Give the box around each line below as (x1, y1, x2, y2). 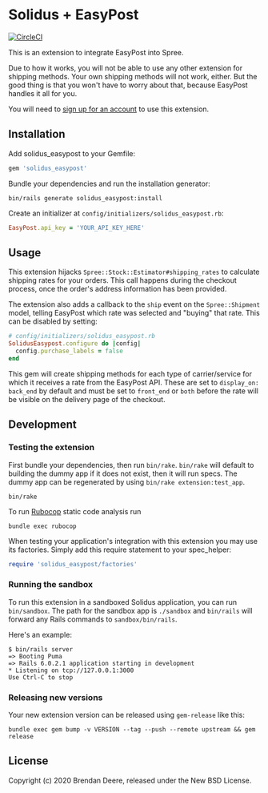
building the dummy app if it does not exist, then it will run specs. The (8, 469, 238, 478)
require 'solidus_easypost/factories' (8, 560, 138, 568)
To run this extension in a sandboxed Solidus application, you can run (8, 597, 238, 606)
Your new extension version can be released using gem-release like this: (8, 710, 246, 719)
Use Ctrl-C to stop (8, 673, 74, 682)
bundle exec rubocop (8, 522, 78, 530)
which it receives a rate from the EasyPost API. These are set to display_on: (8, 377, 259, 387)
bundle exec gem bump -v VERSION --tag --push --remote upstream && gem (8, 725, 256, 734)
